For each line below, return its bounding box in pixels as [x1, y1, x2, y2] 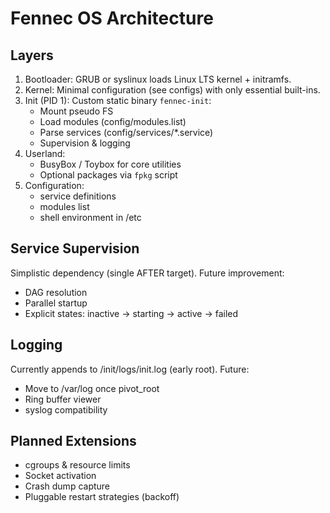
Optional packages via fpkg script [39, 169, 178, 181]
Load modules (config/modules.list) [39, 116, 187, 127]
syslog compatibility [24, 403, 108, 416]
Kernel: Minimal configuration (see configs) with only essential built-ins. [24, 84, 321, 96]
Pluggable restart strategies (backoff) [24, 491, 180, 503]
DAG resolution [24, 286, 88, 298]
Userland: [24, 148, 66, 159]
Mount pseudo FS [39, 105, 114, 117]
